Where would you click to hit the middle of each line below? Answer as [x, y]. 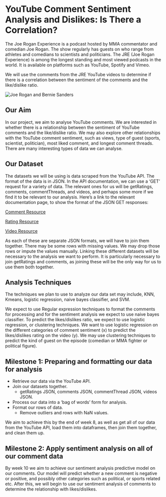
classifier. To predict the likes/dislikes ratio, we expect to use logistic [75, 320]
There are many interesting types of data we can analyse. [64, 148]
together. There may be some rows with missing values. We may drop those [83, 246]
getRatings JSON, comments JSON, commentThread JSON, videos [88, 392]
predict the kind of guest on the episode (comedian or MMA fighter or [76, 341]
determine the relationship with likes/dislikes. [51, 489]
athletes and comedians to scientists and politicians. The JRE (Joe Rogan [80, 54]
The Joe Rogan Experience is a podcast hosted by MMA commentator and [81, 44]
